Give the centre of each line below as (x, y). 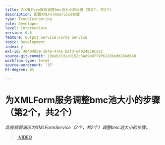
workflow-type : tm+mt (27, 61)
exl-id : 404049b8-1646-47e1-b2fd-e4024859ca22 (54, 51)
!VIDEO (25, 137)
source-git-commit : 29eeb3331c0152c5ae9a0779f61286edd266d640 (71, 56)
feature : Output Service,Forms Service (46, 38)
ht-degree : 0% (20, 70)
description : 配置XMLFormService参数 (43, 14)
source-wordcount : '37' (30, 65)
